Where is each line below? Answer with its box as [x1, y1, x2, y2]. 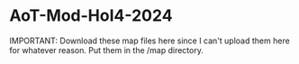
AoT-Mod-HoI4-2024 [9, 5, 173, 26]
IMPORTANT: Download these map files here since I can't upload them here [9, 35, 290, 46]
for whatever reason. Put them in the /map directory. [9, 44, 204, 55]
